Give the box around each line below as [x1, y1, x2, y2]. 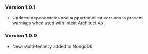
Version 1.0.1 [5, 4, 36, 11]
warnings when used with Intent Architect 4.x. [12, 20, 105, 26]
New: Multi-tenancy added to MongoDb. [12, 43, 94, 49]
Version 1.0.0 [5, 32, 37, 39]
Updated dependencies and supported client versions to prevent [12, 15, 143, 21]
